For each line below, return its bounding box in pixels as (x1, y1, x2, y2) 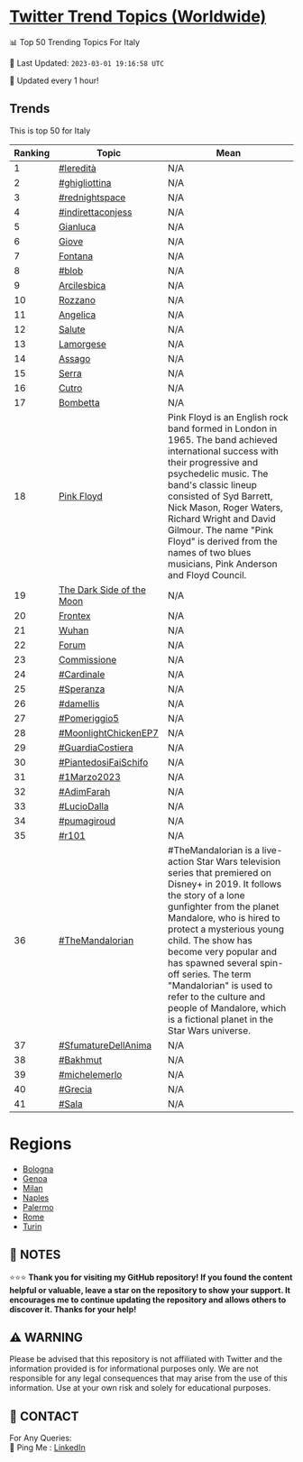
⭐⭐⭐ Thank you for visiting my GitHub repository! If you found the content (9, 1272, 293, 1283)
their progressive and (168, 455, 259, 468)
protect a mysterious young (168, 923, 285, 935)
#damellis (58, 697, 100, 710)
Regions (9, 1134, 72, 1154)
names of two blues (168, 546, 252, 558)
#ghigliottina (58, 176, 112, 188)
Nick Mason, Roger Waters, (168, 501, 284, 513)
